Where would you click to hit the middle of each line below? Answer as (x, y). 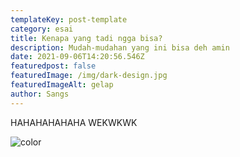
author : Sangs (40, 94)
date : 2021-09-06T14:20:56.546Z (77, 57)
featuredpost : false (53, 66)
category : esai (42, 29)
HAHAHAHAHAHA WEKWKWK (74, 122)
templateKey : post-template (69, 19)
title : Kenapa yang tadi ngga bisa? (86, 38)
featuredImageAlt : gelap (62, 85)
